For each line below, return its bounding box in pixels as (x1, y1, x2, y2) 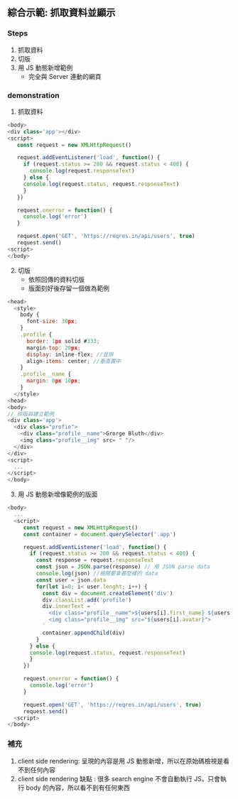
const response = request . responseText (36, 557, 154, 564)
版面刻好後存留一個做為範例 (28, 283, 110, 293)
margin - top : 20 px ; (26, 344, 81, 352)
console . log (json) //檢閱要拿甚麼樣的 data (36, 570, 158, 577)
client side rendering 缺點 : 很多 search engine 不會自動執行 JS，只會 (17, 774, 221, 783)
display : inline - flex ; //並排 (26, 351, 114, 358)
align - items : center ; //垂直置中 (26, 357, 121, 364)
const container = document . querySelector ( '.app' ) (23, 531, 176, 538)
